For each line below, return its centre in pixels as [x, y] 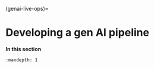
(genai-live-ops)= [27, 9]
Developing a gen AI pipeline [77, 33]
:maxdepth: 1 [22, 60]
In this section [23, 49]
